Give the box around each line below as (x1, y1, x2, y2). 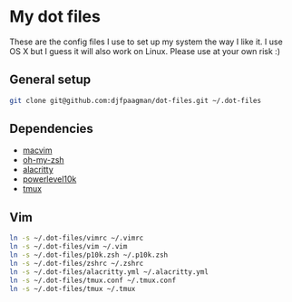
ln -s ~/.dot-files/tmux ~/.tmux (9, 284, 136, 293)
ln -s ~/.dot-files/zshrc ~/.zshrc (9, 259, 144, 268)
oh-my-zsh (22, 155, 65, 165)
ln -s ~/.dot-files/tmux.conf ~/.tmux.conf (9, 276, 177, 285)
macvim (22, 145, 53, 156)
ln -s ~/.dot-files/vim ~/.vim (9, 242, 128, 251)
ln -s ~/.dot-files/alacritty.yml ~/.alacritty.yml (9, 267, 209, 277)
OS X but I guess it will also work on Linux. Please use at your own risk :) (9, 45, 281, 56)
